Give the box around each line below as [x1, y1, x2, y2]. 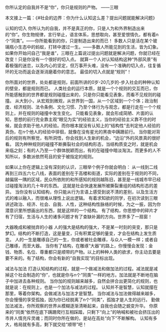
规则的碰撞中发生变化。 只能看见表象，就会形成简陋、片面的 [26, 111, 149, 116]
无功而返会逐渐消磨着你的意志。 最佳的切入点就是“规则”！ [13, 69, 132, 74]
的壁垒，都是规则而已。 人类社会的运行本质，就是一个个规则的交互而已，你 [5, 86, 158, 91]
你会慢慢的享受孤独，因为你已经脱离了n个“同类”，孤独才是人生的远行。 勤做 [5, 297, 160, 302]
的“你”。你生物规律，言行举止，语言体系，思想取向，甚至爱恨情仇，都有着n [5, 32, 159, 37]
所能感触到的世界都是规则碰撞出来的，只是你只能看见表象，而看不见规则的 [5, 92, 157, 98]
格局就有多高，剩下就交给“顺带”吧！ [13, 322, 87, 327]
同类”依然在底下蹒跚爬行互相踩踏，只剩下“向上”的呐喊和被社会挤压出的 [15, 309, 160, 315]
